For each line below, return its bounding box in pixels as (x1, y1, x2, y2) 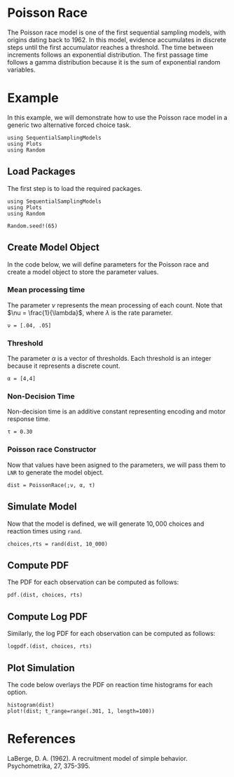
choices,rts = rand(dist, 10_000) (7, 540, 109, 547)
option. (7, 688, 28, 696)
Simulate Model (7, 500, 77, 513)
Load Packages (7, 166, 76, 178)
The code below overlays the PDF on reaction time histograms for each (7, 680, 213, 689)
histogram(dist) (7, 701, 55, 708)
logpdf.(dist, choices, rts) (7, 643, 92, 650)
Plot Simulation (7, 662, 75, 674)
